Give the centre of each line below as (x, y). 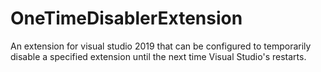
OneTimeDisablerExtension (126, 18)
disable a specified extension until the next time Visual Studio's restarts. (158, 56)
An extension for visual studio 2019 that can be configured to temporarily (161, 46)
